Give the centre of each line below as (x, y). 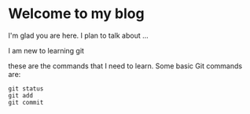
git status (26, 88)
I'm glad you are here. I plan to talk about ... (79, 35)
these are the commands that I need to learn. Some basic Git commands (125, 66)
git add (21, 95)
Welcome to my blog (76, 14)
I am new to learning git (46, 50)
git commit (26, 102)
